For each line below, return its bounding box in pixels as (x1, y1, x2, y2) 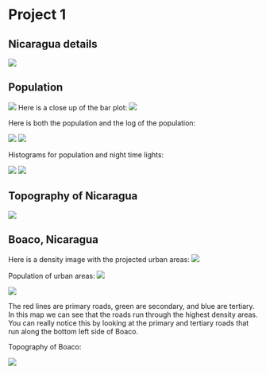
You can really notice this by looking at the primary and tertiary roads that (8, 318, 249, 328)
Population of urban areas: (8, 272, 95, 281)
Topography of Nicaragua (8, 189, 138, 203)
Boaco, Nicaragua (8, 233, 99, 247)
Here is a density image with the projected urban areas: (8, 255, 191, 264)
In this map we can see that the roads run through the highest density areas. (8, 310, 258, 319)
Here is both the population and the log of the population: (8, 118, 196, 128)
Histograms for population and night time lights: (8, 149, 164, 160)
